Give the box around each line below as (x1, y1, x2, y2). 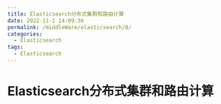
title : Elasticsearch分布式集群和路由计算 (7, 10, 124, 18)
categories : (7, 30, 43, 38)
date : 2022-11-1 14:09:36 (7, 17, 84, 24)
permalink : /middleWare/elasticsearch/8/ (7, 24, 132, 31)
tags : (7, 43, 23, 51)
